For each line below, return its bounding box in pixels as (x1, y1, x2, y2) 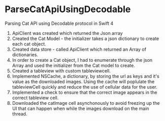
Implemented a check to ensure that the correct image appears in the (12, 89, 158, 95)
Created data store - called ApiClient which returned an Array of (12, 46, 147, 52)
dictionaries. (12, 52, 39, 58)
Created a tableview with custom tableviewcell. (12, 67, 111, 74)
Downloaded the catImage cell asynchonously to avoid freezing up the (12, 100, 160, 106)
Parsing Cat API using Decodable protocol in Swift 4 (5, 20, 114, 26)
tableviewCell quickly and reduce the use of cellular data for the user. (12, 84, 158, 90)
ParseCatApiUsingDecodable (5, 4, 131, 15)
